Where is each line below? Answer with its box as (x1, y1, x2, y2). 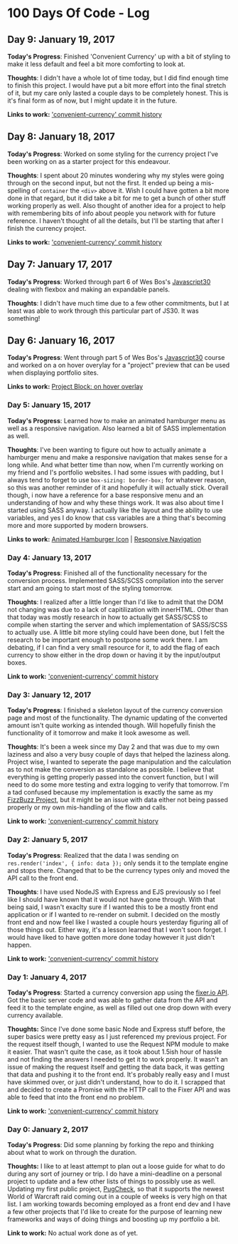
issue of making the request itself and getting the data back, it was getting (7, 1062, 225, 1071)
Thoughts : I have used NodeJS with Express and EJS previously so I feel (7, 887, 222, 896)
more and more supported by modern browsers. (7, 521, 148, 529)
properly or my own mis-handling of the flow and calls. (7, 803, 168, 812)
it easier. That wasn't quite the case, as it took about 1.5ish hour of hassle (7, 1047, 222, 1056)
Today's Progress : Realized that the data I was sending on (7, 851, 179, 859)
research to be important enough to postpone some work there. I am (7, 636, 208, 644)
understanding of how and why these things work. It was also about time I (7, 498, 224, 507)
